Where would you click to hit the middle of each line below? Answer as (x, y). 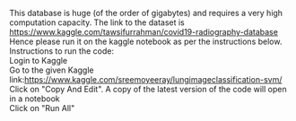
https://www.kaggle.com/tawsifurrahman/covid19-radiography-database (144, 32)
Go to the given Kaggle (52, 70)
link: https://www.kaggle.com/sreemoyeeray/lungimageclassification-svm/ (146, 79)
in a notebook (35, 99)
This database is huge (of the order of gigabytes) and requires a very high (146, 13)
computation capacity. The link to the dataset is (97, 22)
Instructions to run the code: (62, 51)
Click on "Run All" (42, 108)
